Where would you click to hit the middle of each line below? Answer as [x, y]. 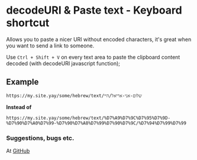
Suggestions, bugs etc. [40, 138]
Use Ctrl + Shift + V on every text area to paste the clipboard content [93, 57]
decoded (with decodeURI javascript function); [63, 63]
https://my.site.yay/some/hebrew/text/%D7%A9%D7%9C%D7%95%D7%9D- [88, 118]
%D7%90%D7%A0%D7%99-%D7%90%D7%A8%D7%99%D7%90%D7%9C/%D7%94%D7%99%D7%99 [96, 123]
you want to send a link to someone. [50, 46]
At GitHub [18, 151]
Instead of [19, 107]
